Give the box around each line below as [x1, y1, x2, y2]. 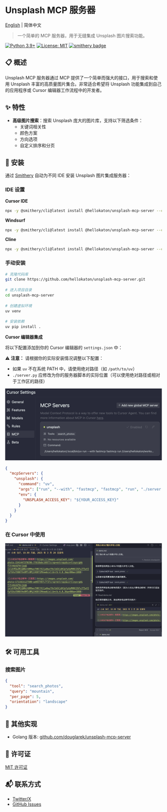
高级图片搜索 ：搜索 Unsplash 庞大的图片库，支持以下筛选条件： [12, 117, 143, 123]
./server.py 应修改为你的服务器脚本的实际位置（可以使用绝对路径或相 [12, 372, 156, 378]
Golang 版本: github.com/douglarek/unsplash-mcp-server [12, 734, 131, 740]
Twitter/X [12, 796, 31, 802]
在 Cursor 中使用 [5, 531, 45, 538]
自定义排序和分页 [19, 142, 55, 148]
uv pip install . [5, 324, 41, 329]
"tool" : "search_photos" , [9, 683, 64, 689]
